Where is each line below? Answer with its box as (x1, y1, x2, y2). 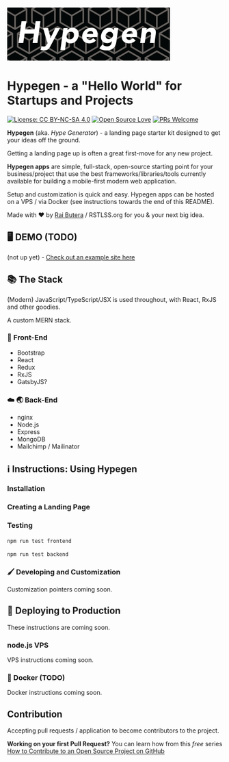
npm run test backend (7, 550, 69, 558)
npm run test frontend (7, 537, 72, 544)
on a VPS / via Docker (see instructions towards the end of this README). (7, 197, 215, 205)
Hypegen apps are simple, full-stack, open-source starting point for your (7, 162, 213, 170)
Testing (7, 521, 33, 531)
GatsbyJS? (16, 377, 48, 385)
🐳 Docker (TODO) (7, 673, 66, 683)
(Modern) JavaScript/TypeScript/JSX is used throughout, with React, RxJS (7, 295, 217, 303)
